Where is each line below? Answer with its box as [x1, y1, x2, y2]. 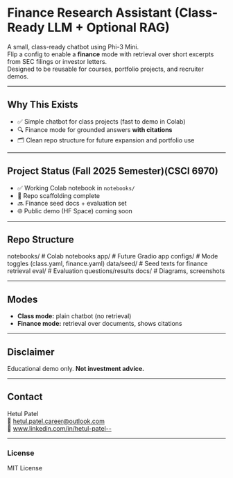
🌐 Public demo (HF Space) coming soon [17, 206, 133, 215]
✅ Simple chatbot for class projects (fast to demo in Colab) [17, 117, 186, 126]
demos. [7, 72, 29, 81]
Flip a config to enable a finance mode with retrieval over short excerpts [7, 50, 214, 58]
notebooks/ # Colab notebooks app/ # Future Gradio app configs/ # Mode [7, 252, 218, 261]
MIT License [7, 464, 43, 472]
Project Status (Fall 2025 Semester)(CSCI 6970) [7, 165, 218, 177]
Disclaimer [7, 346, 55, 358]
